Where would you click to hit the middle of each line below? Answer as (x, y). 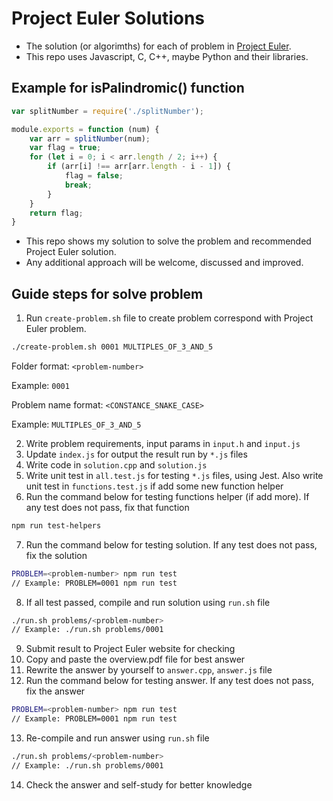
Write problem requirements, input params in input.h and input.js (163, 443)
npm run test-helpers (56, 525)
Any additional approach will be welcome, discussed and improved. (164, 263)
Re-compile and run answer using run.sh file (117, 738)
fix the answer (55, 691)
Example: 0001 (40, 385)
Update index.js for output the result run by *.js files (136, 454)
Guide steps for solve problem (107, 293)
